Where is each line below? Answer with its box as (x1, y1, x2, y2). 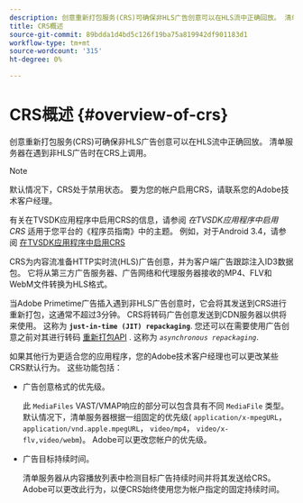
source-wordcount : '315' (9, 47, 103, 56)
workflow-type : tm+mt (9, 38, 91, 48)
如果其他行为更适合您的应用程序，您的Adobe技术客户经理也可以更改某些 (9, 351, 280, 361)
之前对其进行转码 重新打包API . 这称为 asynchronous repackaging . (16, 331, 260, 343)
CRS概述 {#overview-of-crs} (9, 105, 228, 125)
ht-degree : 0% (9, 55, 63, 64)
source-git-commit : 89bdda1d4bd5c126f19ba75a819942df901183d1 (9, 30, 248, 39)
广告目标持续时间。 (22, 453, 95, 464)
